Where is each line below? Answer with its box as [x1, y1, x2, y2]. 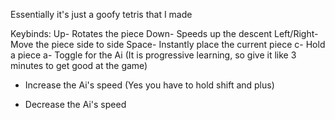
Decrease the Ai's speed [24, 99, 127, 110]
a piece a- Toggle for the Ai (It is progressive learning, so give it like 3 [10, 49, 297, 61]
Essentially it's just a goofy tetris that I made [10, 9, 193, 20]
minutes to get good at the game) [10, 60, 148, 71]
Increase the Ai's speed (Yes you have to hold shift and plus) [24, 79, 275, 91]
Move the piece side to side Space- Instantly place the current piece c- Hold [10, 39, 326, 50]
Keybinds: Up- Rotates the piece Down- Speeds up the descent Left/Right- [10, 28, 319, 39]
